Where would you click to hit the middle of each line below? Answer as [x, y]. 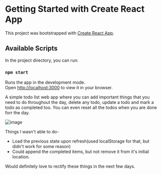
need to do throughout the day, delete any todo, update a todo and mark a [80, 102]
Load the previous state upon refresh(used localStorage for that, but [81, 141]
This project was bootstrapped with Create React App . [60, 33]
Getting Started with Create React [75, 9]
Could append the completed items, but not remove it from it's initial [81, 152]
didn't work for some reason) [41, 147]
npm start [17, 72]
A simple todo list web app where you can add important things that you [77, 97]
